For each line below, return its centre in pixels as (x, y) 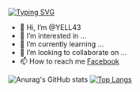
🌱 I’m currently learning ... (62, 44)
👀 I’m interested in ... (53, 36)
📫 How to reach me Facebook (70, 61)
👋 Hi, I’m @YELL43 (50, 27)
